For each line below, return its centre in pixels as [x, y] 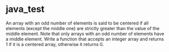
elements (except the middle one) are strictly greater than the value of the [83, 28]
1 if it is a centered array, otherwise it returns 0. [55, 44]
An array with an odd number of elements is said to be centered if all [77, 23]
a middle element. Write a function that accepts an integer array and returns [85, 39]
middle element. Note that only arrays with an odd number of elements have [85, 33]
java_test [25, 9]
